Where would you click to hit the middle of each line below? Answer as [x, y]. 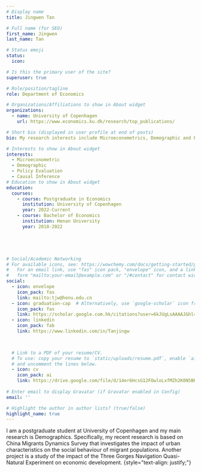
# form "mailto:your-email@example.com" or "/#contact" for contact [96, 276]
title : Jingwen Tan [31, 17]
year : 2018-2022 [42, 226]
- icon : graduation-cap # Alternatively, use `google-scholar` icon [100, 303]
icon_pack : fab [36, 326]
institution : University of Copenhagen [71, 204]
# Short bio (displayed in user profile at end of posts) [80, 132]
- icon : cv [25, 370]
